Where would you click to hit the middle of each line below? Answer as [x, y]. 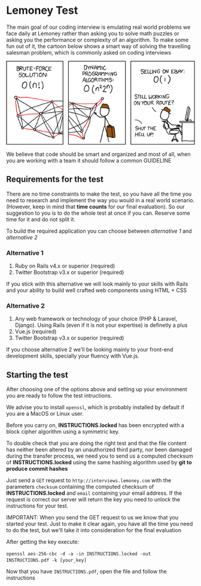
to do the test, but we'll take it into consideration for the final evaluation [94, 530]
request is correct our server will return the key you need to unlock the [93, 500]
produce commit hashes [37, 469]
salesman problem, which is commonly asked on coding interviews [89, 52]
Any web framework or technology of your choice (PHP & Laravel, [96, 319]
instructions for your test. [37, 506]
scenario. [183, 200]
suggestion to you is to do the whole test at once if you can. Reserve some [98, 213]
